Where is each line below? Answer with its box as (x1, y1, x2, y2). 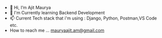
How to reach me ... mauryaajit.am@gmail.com (9, 27, 105, 33)
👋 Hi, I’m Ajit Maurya (9, 5, 51, 10)
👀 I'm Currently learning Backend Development (9, 10, 105, 16)
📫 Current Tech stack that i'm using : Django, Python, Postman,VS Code (9, 15, 157, 21)
